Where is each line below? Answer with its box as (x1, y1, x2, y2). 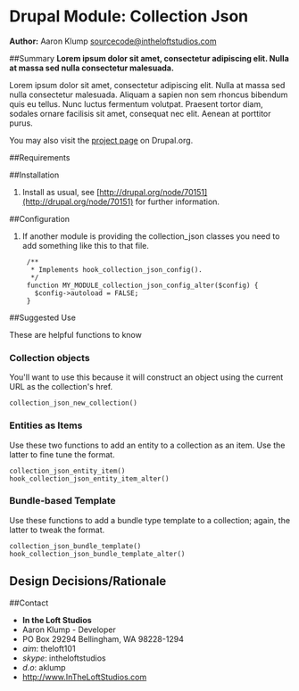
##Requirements (9, 152, 71, 162)
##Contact (9, 597, 49, 608)
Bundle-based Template (9, 495, 116, 507)
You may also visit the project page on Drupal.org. (9, 135, 194, 145)
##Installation (9, 169, 60, 180)
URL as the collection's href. (9, 382, 113, 392)
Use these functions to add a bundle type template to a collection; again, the (9, 514, 291, 525)
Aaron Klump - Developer (21, 624, 116, 635)
